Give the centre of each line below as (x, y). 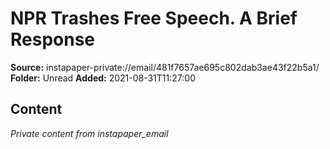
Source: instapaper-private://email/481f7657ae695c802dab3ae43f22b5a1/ (165, 67)
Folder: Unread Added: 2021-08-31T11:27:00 (103, 78)
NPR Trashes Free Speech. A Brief (154, 18)
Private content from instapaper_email (89, 133)
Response (53, 39)
